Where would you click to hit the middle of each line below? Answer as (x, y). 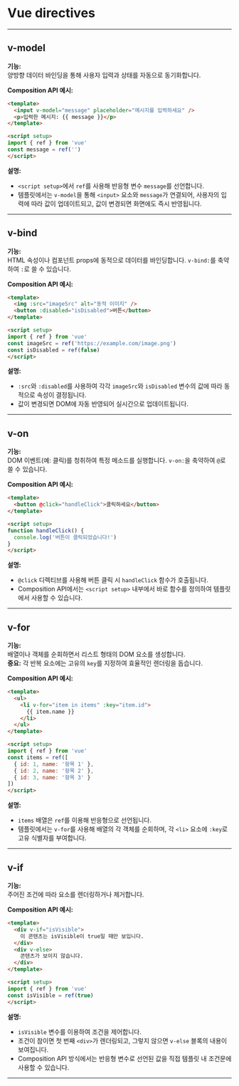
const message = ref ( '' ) (44, 149)
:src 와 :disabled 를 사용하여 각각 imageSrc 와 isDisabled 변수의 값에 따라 (120, 386)
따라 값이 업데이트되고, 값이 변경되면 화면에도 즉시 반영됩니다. (116, 204)
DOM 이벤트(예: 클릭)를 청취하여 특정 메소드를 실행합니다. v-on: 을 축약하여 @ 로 (117, 460)
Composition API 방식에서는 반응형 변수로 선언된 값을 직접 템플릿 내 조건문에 (124, 1058)
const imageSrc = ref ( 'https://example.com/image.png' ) (92, 343)
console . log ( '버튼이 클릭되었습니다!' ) (65, 537)
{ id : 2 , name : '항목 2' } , (54, 771)
